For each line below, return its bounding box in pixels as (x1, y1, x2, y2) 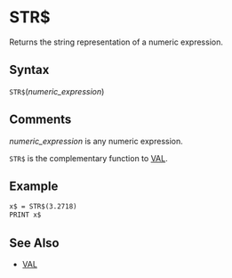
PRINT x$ (9, 210, 42, 220)
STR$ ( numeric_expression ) (9, 86, 105, 96)
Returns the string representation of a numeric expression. (9, 37, 224, 47)
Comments (9, 112, 72, 127)
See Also (9, 235, 60, 250)
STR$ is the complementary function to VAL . (9, 152, 168, 163)
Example (9, 178, 59, 193)
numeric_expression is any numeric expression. (9, 135, 184, 146)
